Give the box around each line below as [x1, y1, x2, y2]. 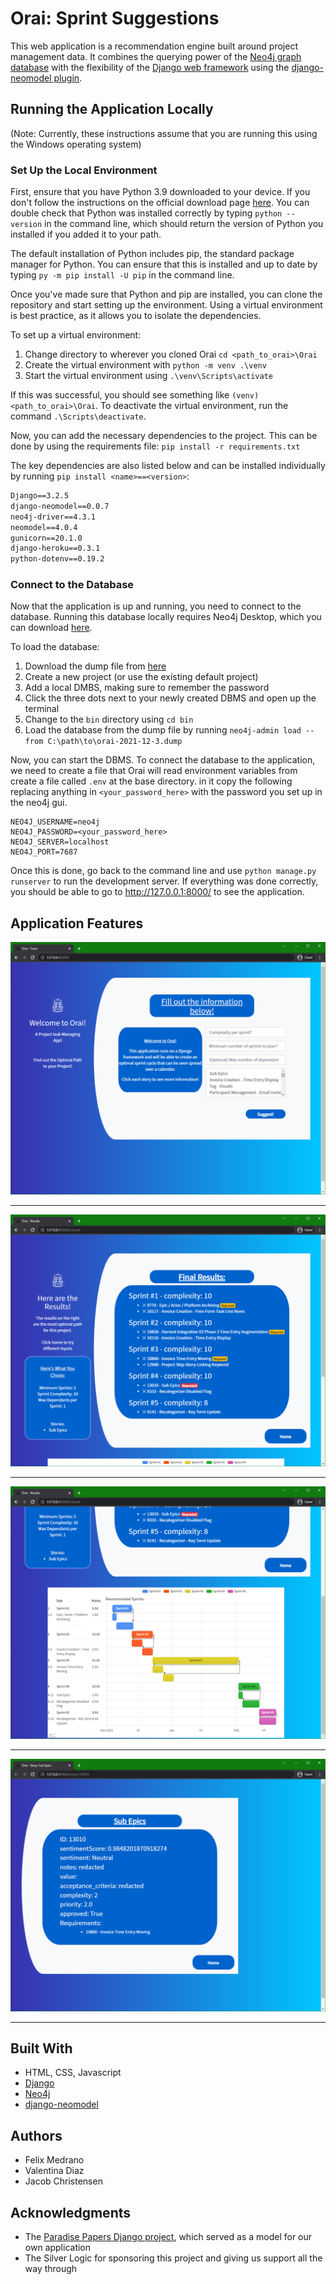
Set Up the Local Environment [10, 163, 158, 177]
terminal [24, 703, 60, 715]
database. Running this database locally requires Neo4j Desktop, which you [10, 611, 322, 623]
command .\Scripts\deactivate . [10, 410, 147, 422]
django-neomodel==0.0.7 [10, 501, 110, 511]
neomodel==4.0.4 [10, 522, 78, 532]
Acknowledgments [10, 2204, 132, 2221]
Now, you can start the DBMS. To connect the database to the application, [10, 754, 316, 766]
